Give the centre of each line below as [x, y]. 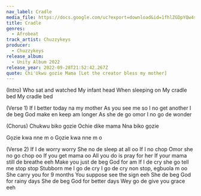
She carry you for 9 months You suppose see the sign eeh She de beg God [99, 175]
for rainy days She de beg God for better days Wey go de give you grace [96, 181]
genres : [16, 28]
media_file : [21, 17]
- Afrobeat [25, 34]
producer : [19, 46]
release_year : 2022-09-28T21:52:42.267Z [57, 67]
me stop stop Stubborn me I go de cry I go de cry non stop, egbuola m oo [97, 168]
